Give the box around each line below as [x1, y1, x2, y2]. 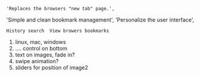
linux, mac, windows [15, 38, 66, 45]
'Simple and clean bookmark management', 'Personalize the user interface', [6, 16, 195, 23]
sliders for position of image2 [15, 64, 89, 71]
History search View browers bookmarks [6, 28, 110, 34]
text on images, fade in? [15, 51, 76, 58]
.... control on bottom [15, 45, 68, 52]
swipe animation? [15, 58, 59, 64]
